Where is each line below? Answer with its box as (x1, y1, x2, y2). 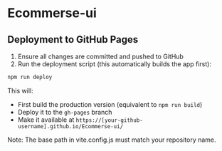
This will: (7, 86, 33, 95)
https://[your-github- (75, 116, 144, 124)
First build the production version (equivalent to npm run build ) (17, 100, 203, 108)
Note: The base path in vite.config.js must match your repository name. (7, 135, 216, 144)
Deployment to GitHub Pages (7, 33, 139, 46)
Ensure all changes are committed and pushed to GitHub (17, 52, 184, 61)
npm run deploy (7, 73, 53, 80)
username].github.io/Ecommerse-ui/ (17, 123, 124, 130)
